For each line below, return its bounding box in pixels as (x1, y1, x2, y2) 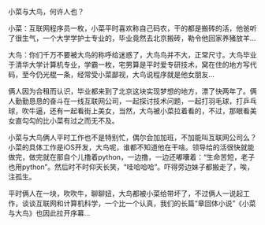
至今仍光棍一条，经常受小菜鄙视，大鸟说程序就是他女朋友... (21, 70, 215, 79)
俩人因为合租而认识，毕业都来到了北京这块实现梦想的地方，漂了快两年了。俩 (8, 87, 257, 96)
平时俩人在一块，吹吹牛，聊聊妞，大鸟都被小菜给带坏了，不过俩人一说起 (8, 189, 243, 198)
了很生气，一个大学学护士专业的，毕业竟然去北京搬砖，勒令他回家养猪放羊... (8, 34, 256, 42)
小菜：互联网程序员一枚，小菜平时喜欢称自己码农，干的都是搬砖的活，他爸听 (8, 24, 257, 33)
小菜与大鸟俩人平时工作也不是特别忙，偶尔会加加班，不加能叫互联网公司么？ (8, 133, 257, 142)
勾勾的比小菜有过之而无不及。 (21, 116, 119, 125)
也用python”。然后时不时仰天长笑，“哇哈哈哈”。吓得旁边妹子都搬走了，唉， (8, 162, 255, 172)
